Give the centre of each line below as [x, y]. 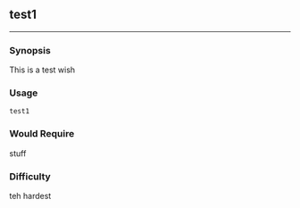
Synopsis [30, 50]
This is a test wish [42, 70]
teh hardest [30, 196]
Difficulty [30, 176]
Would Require [42, 134]
